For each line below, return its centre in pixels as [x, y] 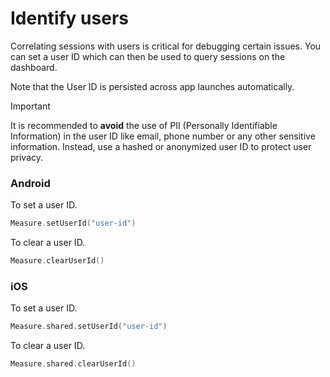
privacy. [27, 157]
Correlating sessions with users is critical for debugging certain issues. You [166, 46]
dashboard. [34, 67]
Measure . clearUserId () [57, 261]
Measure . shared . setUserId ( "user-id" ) [89, 327]
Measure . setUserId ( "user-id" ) [73, 223]
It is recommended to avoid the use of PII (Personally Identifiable [144, 125]
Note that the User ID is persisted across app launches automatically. [152, 86]
